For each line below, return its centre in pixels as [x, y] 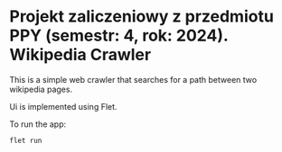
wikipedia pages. [41, 89]
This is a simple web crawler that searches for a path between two [133, 79]
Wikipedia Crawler [80, 55]
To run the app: [38, 124]
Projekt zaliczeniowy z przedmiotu [141, 17]
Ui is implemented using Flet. [63, 106]
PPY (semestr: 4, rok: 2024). [119, 36]
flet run [26, 140]
